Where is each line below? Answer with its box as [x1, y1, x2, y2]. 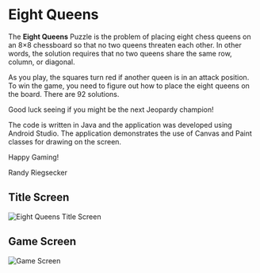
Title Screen [8, 190, 70, 204]
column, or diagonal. [8, 57, 75, 67]
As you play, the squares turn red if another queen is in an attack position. [8, 72, 250, 82]
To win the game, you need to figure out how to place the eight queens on [8, 81, 250, 90]
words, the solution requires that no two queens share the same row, [8, 48, 232, 58]
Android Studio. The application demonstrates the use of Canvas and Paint [8, 129, 252, 138]
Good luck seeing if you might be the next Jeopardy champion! [8, 105, 214, 114]
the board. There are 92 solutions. [8, 89, 120, 98]
